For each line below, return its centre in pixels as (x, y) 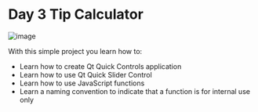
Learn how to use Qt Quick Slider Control (86, 74)
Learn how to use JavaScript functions (82, 83)
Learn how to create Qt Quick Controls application (100, 66)
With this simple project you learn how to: (75, 51)
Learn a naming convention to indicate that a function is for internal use (135, 91)
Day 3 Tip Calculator (76, 14)
